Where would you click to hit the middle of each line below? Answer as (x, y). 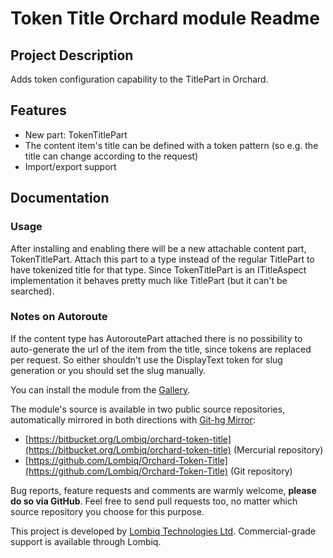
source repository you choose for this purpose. (107, 511)
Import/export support (70, 166)
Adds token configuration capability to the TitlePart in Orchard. (139, 79)
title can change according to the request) (111, 156)
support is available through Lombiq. (86, 541)
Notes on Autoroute (59, 317)
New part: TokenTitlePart (76, 134)
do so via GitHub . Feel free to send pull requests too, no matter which (154, 501)
